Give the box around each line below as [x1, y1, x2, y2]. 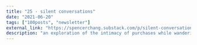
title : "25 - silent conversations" [6, 8, 96, 15]
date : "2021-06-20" [6, 14, 54, 20]
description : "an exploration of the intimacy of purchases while [6, 30, 172, 36]
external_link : [6, 25, 43, 31]
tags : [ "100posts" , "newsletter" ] [6, 19, 91, 25]
